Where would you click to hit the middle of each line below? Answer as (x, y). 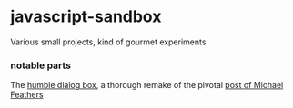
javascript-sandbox (86, 17)
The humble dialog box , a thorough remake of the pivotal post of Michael (147, 85)
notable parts (41, 65)
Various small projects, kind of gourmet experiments (108, 42)
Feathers (27, 95)
